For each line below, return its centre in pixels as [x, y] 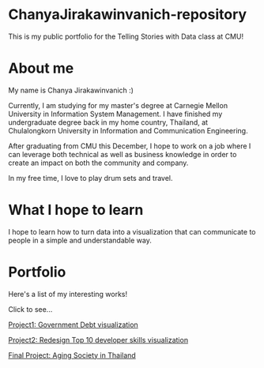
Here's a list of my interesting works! [68, 294]
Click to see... [30, 309]
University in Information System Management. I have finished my [115, 114]
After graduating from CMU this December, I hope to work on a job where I [130, 146]
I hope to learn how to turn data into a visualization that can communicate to [132, 231]
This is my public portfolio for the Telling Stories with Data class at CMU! [126, 36]
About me [41, 68]
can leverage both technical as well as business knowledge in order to [123, 154]
